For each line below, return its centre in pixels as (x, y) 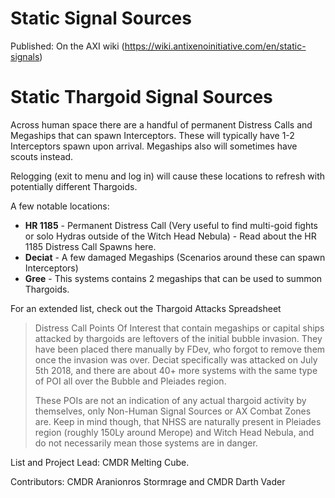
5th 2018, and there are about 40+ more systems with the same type (176, 370)
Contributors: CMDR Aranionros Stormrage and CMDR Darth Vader (148, 481)
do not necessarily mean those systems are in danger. (146, 443)
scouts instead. (42, 156)
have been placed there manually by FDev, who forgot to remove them (180, 349)
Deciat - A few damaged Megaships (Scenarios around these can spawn (175, 257)
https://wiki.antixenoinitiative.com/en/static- (215, 46)
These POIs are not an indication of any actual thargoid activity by (170, 400)
